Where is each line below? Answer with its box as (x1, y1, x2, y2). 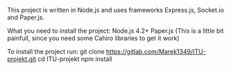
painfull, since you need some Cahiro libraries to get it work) (7, 34, 180, 42)
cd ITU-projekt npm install (37, 55, 112, 63)
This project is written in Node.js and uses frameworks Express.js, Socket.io (7, 6, 224, 14)
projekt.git (7, 55, 37, 63)
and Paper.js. (7, 13, 45, 21)
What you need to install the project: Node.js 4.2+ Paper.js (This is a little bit (7, 27, 224, 35)
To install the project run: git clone (7, 48, 105, 55)
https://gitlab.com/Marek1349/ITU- (106, 48, 206, 55)
